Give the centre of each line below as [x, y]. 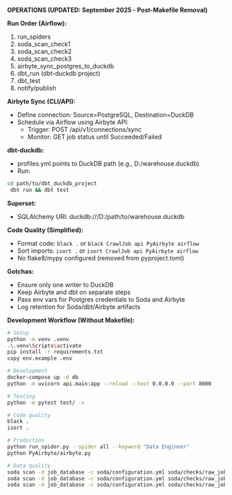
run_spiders [34, 37]
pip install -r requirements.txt [55, 352]
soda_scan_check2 [45, 51]
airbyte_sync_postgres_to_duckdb [66, 66]
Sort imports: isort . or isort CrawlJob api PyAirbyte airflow [108, 251]
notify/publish [37, 88]
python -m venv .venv [38, 339]
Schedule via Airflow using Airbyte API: [73, 122]
